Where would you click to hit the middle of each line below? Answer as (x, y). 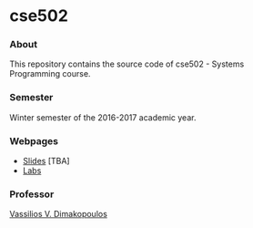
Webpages (34, 140)
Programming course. (50, 74)
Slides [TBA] (46, 161)
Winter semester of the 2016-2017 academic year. (103, 117)
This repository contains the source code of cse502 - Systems (127, 64)
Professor (32, 194)
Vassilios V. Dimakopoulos (58, 214)
